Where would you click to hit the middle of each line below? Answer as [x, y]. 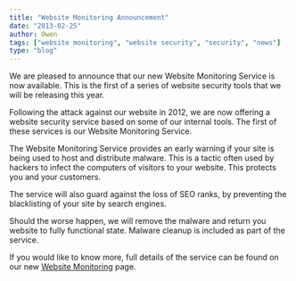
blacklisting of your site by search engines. [88, 204]
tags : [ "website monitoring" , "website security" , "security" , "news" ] [145, 42]
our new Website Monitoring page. [73, 267]
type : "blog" [33, 51]
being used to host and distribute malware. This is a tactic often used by [142, 158]
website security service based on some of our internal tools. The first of [143, 122]
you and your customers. [55, 177]
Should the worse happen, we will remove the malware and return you [138, 221]
